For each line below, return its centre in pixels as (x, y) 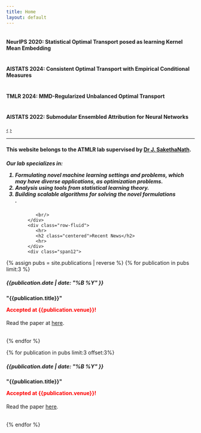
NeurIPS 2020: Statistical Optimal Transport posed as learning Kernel (95, 42)
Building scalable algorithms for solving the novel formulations (95, 194)
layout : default (26, 17)
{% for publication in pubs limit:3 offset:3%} (60, 353)
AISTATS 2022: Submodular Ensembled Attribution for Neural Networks (97, 117)
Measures (19, 75)
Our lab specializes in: (35, 163)
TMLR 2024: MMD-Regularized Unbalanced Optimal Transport (86, 96)
